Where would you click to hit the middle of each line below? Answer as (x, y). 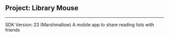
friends (13, 30)
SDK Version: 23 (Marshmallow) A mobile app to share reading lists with (80, 25)
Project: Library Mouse (42, 8)
